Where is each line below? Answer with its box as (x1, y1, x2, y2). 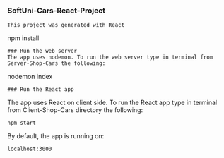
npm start (7, 119, 37, 127)
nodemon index (7, 73, 53, 81)
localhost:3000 (7, 145, 52, 153)
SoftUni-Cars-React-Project (7, 6, 106, 16)
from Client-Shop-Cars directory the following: (7, 106, 143, 114)
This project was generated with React (7, 22, 125, 29)
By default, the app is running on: (7, 132, 105, 140)
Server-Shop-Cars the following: (7, 60, 106, 67)
